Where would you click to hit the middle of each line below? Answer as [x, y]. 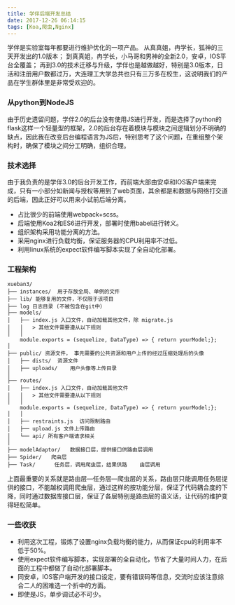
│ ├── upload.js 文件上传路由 [51, 429]
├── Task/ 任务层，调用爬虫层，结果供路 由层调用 [84, 465]
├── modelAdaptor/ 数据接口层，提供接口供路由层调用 [80, 450]
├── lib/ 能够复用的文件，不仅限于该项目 [60, 299]
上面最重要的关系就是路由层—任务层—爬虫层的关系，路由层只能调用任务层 [114, 479]
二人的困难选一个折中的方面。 [66, 585]
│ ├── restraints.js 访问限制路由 [59, 421]
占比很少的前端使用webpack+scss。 [70, 214]
